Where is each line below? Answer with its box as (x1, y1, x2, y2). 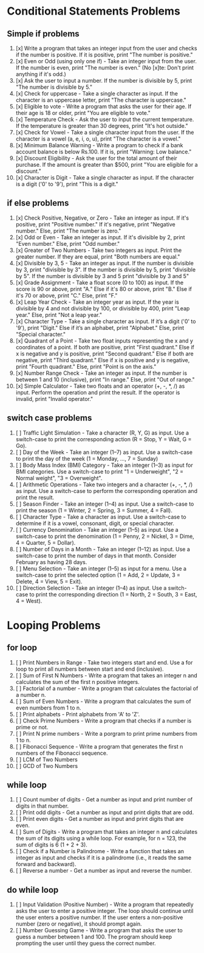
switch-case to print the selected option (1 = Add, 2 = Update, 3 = (15, 571, 181, 579)
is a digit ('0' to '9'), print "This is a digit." (15, 181, 119, 187)
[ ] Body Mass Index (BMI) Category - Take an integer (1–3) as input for (15, 461, 193, 469)
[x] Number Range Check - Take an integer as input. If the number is (15, 369, 188, 377)
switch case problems (7, 413, 92, 424)
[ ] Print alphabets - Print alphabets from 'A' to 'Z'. (15, 710, 140, 717)
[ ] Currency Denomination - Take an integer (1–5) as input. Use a (15, 526, 178, 533)
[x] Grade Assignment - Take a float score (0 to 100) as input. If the (15, 279, 184, 286)
